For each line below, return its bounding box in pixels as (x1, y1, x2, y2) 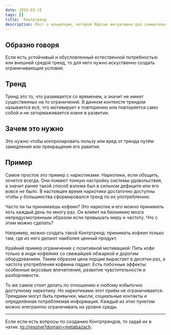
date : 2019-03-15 (5, 7, 42, 13)
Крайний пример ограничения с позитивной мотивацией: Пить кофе (5, 245, 155, 251)
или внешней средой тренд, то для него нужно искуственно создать (5, 60, 155, 66)
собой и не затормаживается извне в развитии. (5, 109, 109, 115)
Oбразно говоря (5, 40, 60, 49)
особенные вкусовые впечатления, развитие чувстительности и (5, 267, 146, 273)
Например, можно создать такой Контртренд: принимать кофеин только (5, 229, 164, 235)
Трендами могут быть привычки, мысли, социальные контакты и (5, 293, 147, 299)
